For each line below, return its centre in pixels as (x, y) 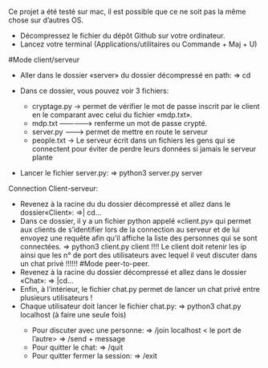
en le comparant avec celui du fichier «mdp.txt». (112, 115)
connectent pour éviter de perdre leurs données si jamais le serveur (144, 149)
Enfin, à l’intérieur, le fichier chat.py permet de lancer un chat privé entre (140, 289)
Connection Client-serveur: (53, 188)
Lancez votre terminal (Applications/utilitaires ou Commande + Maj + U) (138, 44)
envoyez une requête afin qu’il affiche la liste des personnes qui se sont (138, 238)
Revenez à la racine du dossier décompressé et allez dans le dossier (133, 272)
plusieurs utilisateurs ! (56, 297)
